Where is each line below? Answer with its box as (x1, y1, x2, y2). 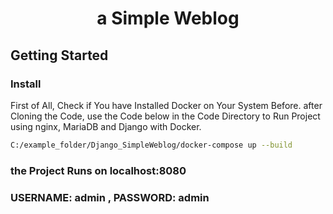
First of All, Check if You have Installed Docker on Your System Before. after (10, 99, 323, 111)
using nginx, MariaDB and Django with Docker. (10, 120, 202, 132)
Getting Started (10, 47, 109, 64)
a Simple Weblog (96, 7, 240, 30)
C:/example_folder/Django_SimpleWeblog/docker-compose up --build (10, 140, 293, 150)
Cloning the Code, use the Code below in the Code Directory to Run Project (10, 110, 321, 122)
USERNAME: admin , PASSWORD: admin (10, 190, 210, 204)
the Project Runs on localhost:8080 (10, 163, 187, 177)
